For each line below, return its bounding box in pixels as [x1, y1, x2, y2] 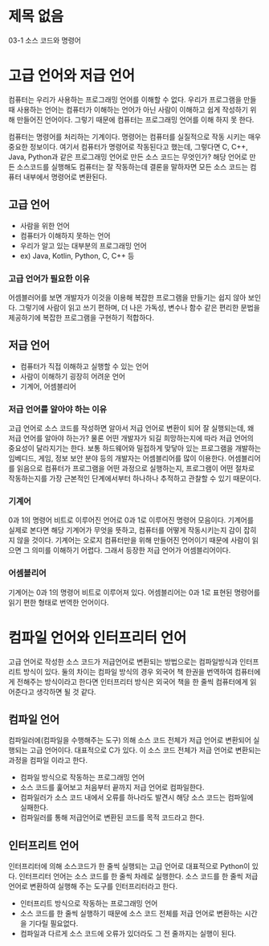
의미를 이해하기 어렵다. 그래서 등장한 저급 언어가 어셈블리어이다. [31, 546, 231, 555]
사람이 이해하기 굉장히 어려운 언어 [19, 371, 126, 381]
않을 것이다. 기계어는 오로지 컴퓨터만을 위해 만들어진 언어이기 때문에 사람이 [16, 535, 251, 545]
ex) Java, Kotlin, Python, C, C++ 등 [19, 251, 135, 260]
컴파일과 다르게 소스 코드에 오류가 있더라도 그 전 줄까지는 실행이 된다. [19, 929, 237, 939]
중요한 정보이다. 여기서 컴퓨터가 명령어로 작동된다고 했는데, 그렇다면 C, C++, [8, 141, 248, 151]
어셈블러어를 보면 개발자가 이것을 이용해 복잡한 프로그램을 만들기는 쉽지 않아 [8, 293, 247, 302]
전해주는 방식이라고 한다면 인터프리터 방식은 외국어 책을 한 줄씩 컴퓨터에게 [16, 677, 249, 686]
